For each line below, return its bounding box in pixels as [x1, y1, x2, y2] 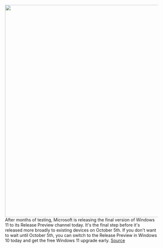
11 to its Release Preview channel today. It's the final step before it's [5, 222, 140, 228]
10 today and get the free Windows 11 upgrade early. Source [5, 238, 125, 243]
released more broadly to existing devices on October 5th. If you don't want [5, 227, 156, 233]
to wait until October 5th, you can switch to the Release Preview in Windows [5, 232, 157, 238]
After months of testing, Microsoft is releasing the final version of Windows [5, 217, 155, 223]
